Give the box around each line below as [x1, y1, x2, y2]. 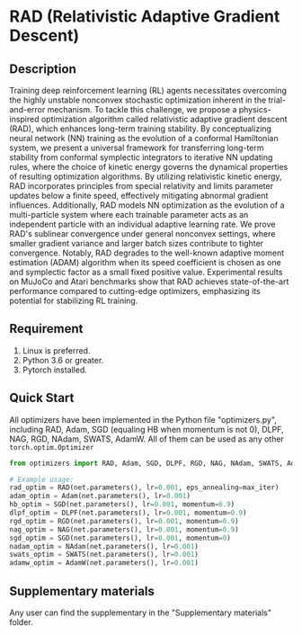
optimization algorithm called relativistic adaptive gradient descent [40, 114, 288, 124]
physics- [238, 104, 271, 114]
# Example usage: [9, 475, 75, 484]
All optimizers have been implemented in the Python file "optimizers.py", [9, 414, 277, 425]
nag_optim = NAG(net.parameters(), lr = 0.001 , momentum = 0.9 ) [9, 524, 240, 534]
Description [9, 61, 76, 76]
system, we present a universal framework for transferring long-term [9, 142, 264, 153]
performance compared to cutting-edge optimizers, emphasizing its [9, 286, 261, 296]
